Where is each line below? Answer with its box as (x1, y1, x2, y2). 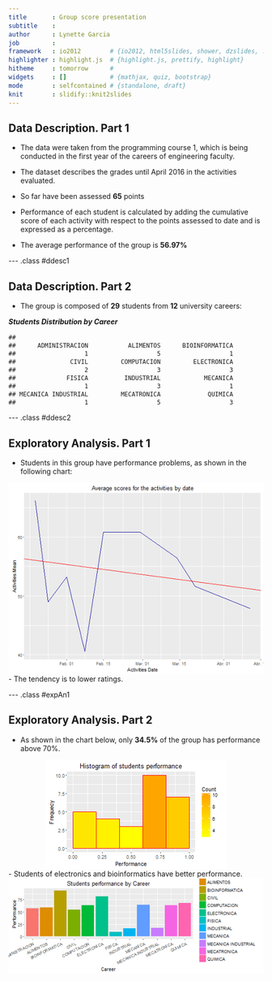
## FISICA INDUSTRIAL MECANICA (8, 374, 233, 382)
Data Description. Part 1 (8, 121, 130, 135)
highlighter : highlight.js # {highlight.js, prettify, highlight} (8, 56, 244, 64)
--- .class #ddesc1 (8, 256, 70, 266)
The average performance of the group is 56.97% (19, 240, 188, 250)
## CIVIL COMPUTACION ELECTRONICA (8, 358, 233, 366)
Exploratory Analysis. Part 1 (8, 436, 151, 450)
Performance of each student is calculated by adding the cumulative (19, 207, 249, 217)
